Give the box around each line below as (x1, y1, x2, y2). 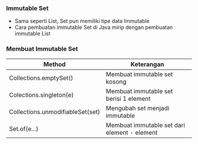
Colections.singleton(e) (9, 90, 74, 99)
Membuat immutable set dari (105, 121, 186, 129)
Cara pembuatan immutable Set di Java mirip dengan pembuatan (14, 24, 173, 31)
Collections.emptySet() (9, 74, 74, 82)
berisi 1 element (105, 94, 151, 103)
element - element (105, 128, 158, 136)
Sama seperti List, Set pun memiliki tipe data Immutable (14, 18, 150, 25)
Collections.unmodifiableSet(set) (9, 107, 100, 116)
